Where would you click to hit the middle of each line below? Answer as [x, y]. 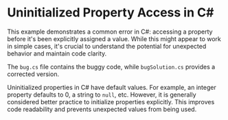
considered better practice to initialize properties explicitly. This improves [111, 101]
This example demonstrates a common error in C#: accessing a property [110, 32]
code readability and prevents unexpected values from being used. [102, 109]
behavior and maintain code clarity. [57, 53]
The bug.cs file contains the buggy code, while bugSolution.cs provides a [111, 67]
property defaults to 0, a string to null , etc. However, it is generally [102, 95]
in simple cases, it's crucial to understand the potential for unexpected [107, 46]
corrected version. [33, 74]
